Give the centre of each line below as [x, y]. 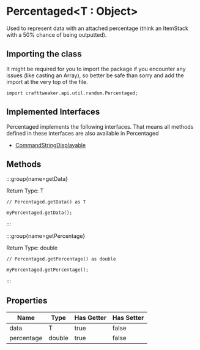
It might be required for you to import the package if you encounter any [96, 69]
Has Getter [91, 318]
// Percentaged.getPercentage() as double [61, 259]
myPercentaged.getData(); [39, 213]
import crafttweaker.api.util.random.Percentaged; [72, 93]
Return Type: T [25, 191]
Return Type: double [32, 248]
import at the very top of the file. [47, 82]
